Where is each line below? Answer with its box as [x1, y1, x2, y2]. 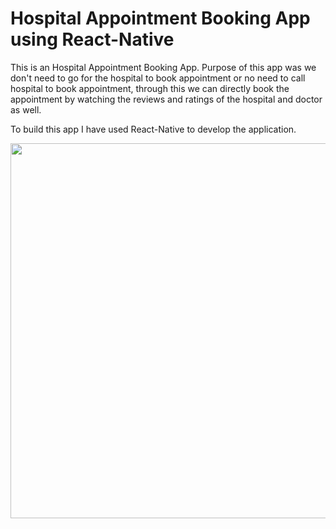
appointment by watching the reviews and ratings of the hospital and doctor [10, 93, 323, 105]
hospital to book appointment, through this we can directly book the [10, 82, 290, 94]
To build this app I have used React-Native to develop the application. [10, 123, 297, 135]
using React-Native [10, 28, 175, 51]
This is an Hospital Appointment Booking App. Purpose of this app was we [10, 61, 317, 73]
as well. [10, 103, 42, 116]
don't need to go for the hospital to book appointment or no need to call [10, 72, 306, 84]
